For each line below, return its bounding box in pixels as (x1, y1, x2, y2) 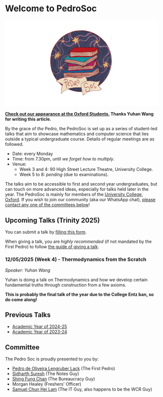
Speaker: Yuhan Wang (5, 267, 50, 273)
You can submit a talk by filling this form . (5, 229, 87, 235)
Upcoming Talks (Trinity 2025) (5, 216, 100, 224)
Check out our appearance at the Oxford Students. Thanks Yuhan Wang (5, 111, 154, 117)
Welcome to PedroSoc (5, 3, 97, 14)
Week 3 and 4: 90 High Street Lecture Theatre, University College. (19, 166, 153, 172)
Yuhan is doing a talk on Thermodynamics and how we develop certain (5, 277, 148, 282)
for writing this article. (5, 116, 52, 122)
